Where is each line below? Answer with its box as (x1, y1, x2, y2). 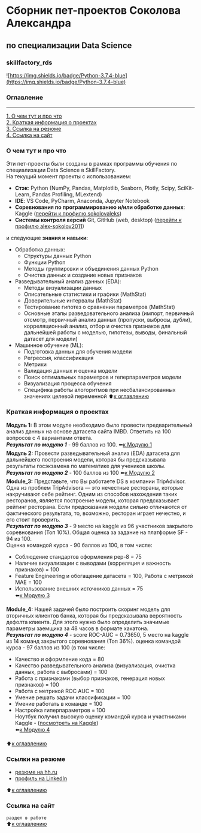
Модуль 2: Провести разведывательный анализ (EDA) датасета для (6, 450, 181, 457)
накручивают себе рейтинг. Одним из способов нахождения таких (6, 490, 178, 498)
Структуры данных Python (23, 253, 92, 260)
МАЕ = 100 (14, 579, 42, 586)
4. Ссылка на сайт (6, 131, 53, 139)
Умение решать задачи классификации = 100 (14, 694, 131, 701)
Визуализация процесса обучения (23, 380, 112, 387)
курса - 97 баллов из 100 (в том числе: (6, 643, 106, 651)
